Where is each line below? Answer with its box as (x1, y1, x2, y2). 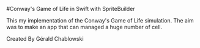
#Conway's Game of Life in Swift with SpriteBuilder (6, 5, 136, 12)
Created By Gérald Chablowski (6, 35, 84, 42)
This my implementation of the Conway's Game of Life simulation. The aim (6, 17, 194, 24)
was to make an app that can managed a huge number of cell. (6, 24, 163, 30)
